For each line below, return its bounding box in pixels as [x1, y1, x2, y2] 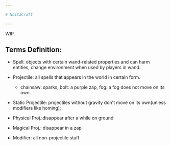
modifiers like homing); [12, 105, 61, 111]
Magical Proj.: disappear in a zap [12, 125, 82, 131]
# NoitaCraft [5, 12, 33, 17]
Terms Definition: [5, 46, 62, 54]
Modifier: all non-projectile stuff [12, 135, 80, 141]
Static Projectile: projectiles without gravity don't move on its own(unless [12, 99, 166, 106]
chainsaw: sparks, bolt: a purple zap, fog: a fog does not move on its [20, 84, 165, 90]
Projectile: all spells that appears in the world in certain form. [12, 74, 140, 80]
